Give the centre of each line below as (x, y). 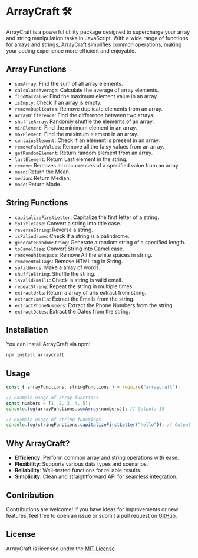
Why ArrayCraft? (38, 444)
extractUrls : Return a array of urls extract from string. (80, 292)
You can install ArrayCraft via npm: (48, 344)
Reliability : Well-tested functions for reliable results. (78, 470)
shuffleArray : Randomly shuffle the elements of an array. (84, 121)
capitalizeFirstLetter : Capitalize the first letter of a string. (87, 217)
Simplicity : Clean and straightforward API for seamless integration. (96, 476)
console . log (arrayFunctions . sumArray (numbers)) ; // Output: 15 (85, 409)
